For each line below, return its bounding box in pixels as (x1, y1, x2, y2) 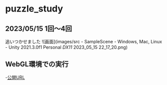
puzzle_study (5, 3, 63, 15)
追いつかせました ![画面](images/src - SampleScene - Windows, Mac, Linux (5, 39, 162, 44)
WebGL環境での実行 (5, 60, 69, 68)
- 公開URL (5, 74, 25, 80)
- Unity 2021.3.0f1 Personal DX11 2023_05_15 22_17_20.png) (5, 44, 128, 50)
